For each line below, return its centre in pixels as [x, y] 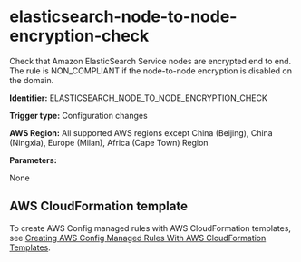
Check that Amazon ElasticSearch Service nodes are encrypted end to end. [150, 61]
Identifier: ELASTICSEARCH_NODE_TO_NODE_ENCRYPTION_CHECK [138, 98]
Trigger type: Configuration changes [78, 115]
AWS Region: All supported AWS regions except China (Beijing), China [141, 132]
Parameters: [33, 160]
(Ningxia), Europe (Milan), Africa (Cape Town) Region [109, 142]
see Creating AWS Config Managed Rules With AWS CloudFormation [138, 238]
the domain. [32, 80]
